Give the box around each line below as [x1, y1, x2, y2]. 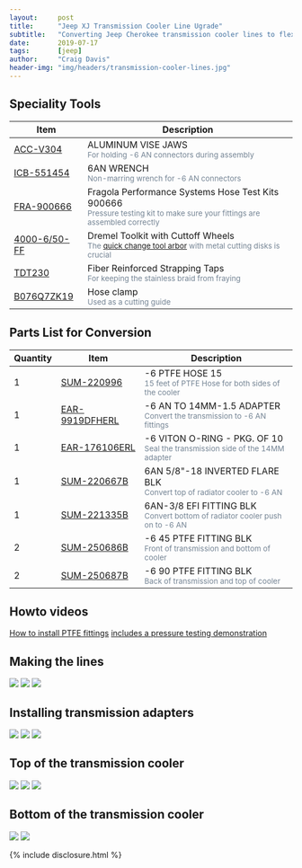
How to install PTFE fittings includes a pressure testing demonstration [9, 628, 268, 639]
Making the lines [9, 653, 104, 669]
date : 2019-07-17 [9, 38, 99, 48]
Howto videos [9, 604, 89, 619]
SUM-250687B [60, 569, 129, 581]
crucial [87, 249, 112, 260]
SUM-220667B [60, 474, 129, 487]
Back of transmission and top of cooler [144, 576, 281, 586]
